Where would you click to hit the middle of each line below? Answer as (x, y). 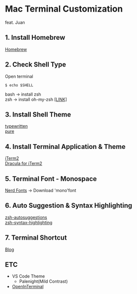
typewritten (16, 126)
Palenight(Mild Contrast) (43, 281)
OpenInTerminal (28, 287)
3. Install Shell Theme (38, 114)
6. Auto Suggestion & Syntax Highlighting (69, 205)
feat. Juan (15, 22)
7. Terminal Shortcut (36, 238)
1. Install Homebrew (35, 38)
